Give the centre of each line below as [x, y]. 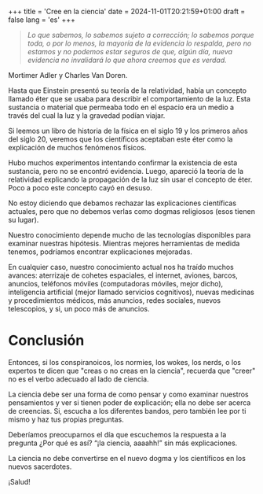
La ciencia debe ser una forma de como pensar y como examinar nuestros [128, 394]
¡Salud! [20, 481]
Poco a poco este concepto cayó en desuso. [80, 188]
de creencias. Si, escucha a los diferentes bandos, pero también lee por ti [127, 411]
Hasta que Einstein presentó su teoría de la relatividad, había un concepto [128, 90]
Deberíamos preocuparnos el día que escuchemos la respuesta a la [117, 434]
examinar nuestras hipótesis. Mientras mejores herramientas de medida [124, 243]
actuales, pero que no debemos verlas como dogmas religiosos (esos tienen [131, 211]
